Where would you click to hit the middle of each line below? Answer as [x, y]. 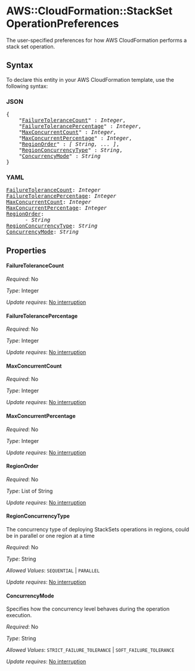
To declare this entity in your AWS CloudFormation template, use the [90, 79]
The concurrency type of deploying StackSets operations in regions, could [98, 529]
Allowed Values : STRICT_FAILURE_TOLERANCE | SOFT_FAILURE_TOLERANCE [90, 650]
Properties [26, 250]
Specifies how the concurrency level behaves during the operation [88, 609]
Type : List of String [30, 491]
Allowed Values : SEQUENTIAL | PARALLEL [53, 570]
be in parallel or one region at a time [50, 535]
